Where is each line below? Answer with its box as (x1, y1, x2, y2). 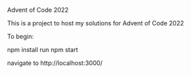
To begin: (7, 32, 34, 40)
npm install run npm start (7, 46, 79, 53)
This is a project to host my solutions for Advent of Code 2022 (7, 19, 184, 27)
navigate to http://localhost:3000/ (7, 59, 103, 67)
